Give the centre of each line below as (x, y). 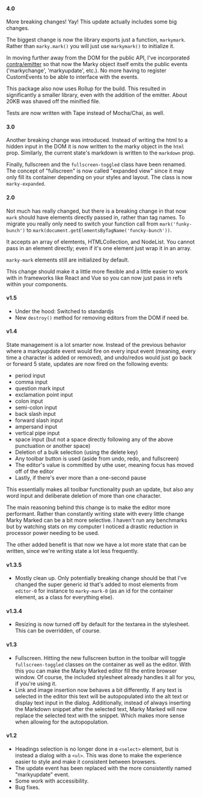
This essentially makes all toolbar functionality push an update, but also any (100, 489)
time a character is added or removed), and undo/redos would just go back (99, 358)
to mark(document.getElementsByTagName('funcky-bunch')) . (99, 230)
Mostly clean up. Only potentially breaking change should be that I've (101, 578)
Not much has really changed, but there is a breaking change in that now (96, 211)
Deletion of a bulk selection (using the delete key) (76, 452)
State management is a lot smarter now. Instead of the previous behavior (96, 345)
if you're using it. (36, 683)
